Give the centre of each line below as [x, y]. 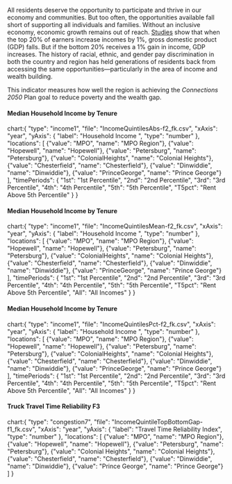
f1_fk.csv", [22, 429]
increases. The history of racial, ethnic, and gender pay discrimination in [111, 54]
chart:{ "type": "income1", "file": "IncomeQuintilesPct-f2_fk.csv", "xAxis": [111, 324]
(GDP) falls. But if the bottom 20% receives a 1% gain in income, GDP [107, 47]
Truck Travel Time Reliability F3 [54, 406]
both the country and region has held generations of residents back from [111, 61]
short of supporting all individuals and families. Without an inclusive [104, 25]
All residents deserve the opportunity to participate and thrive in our [105, 10]
